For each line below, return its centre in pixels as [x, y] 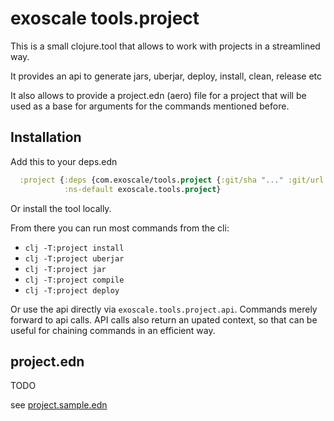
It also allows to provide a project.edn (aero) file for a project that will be [158, 95]
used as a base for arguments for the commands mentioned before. [150, 106]
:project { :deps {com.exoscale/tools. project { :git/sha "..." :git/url [172, 180]
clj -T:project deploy [72, 290]
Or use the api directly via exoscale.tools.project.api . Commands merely [164, 309]
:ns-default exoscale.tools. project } [142, 189]
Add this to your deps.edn [64, 161]
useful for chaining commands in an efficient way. [113, 330]
